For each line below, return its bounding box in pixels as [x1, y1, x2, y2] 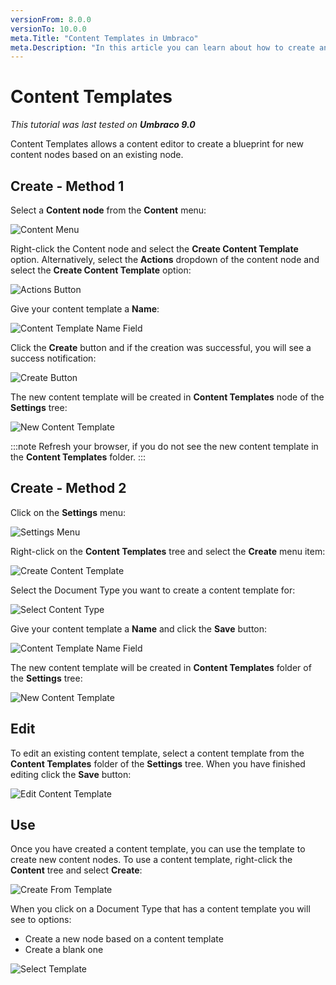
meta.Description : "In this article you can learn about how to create [10, 42, 315, 53]
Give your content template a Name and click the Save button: [10, 622, 268, 635]
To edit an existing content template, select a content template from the [10, 747, 305, 759]
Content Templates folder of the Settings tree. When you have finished [10, 757, 306, 770]
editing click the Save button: [10, 768, 132, 780]
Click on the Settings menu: [10, 506, 126, 518]
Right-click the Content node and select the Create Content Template [10, 243, 299, 255]
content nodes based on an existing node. [10, 149, 184, 161]
